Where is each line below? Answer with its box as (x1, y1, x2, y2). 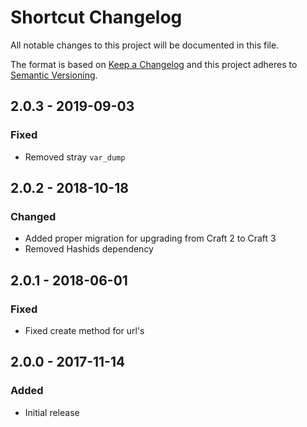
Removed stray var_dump (24, 151, 126, 163)
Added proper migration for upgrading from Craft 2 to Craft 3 (24, 232, 277, 245)
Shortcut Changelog (10, 6, 183, 29)
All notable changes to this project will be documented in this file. (10, 39, 280, 51)
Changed (10, 209, 57, 223)
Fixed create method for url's (24, 325, 145, 336)
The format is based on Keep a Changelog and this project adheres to (10, 58, 298, 70)
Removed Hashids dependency (24, 243, 154, 255)
